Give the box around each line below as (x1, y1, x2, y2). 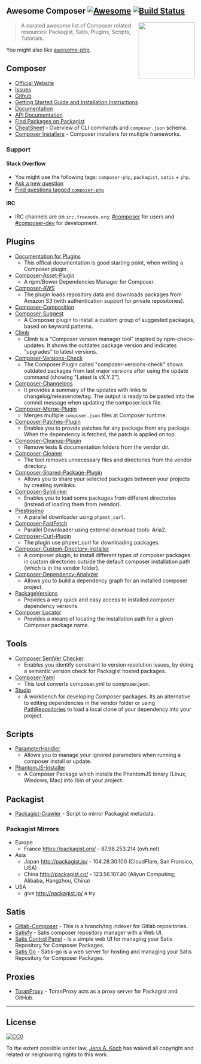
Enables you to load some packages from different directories (23, 494, 176, 501)
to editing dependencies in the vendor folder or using (23, 699, 156, 706)
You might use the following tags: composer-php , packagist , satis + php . (14, 173, 190, 180)
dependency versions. (23, 602, 79, 609)
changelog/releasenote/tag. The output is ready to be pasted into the (23, 393, 194, 400)
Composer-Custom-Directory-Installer (14, 545, 109, 552)
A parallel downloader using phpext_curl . (23, 513, 126, 521)
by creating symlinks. (23, 481, 77, 488)
